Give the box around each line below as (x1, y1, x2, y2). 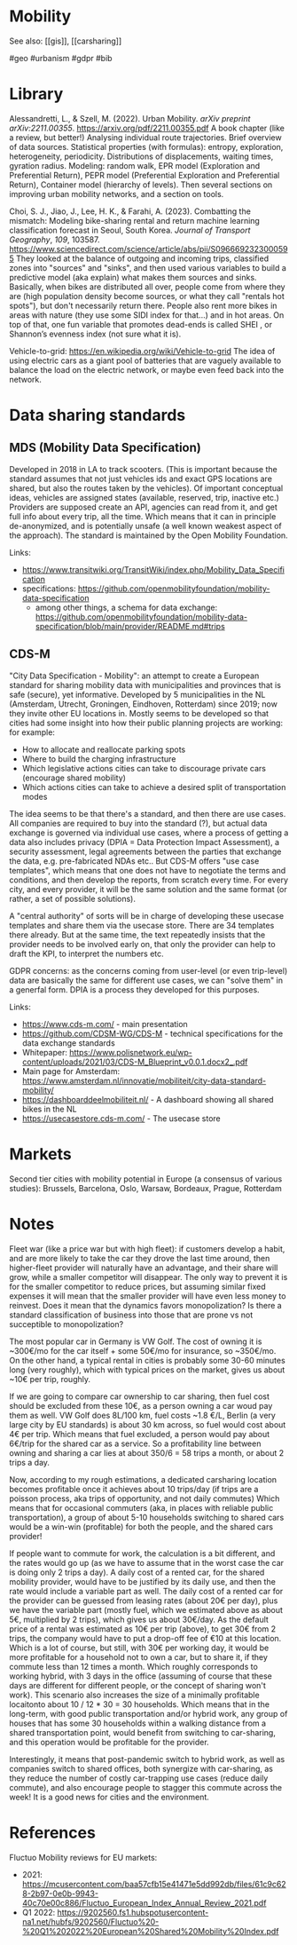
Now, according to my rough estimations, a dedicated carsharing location (9, 1474, 277, 1484)
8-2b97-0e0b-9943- (21, 1888, 99, 1899)
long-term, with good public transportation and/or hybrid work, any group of (9, 1708, 288, 1719)
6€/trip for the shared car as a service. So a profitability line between (9, 1438, 262, 1449)
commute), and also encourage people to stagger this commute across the (9, 1782, 283, 1792)
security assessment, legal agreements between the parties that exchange (9, 846, 282, 857)
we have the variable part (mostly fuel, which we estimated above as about (9, 1604, 284, 1615)
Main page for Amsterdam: (21, 1065, 121, 1076)
